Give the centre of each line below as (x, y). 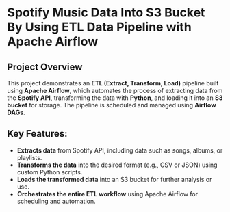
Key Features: (37, 134)
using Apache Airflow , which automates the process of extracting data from (115, 91)
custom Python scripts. (50, 172)
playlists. (29, 157)
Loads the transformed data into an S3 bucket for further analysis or (114, 179)
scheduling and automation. (56, 201)
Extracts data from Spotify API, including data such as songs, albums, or (120, 150)
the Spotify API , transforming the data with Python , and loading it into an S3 (115, 98)
